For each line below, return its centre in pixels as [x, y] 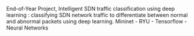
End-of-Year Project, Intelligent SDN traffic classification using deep [91, 9]
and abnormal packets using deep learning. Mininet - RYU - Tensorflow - [97, 21]
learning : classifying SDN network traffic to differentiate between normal [97, 15]
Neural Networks [27, 28]
